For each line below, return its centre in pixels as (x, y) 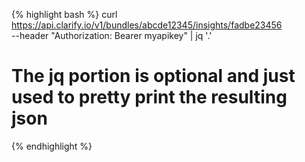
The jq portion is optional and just (153, 76)
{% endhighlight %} (52, 146)
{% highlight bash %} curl (64, 14)
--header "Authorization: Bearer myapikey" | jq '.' (112, 35)
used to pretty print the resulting (149, 97)
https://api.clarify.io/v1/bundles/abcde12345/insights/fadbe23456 (147, 25)
